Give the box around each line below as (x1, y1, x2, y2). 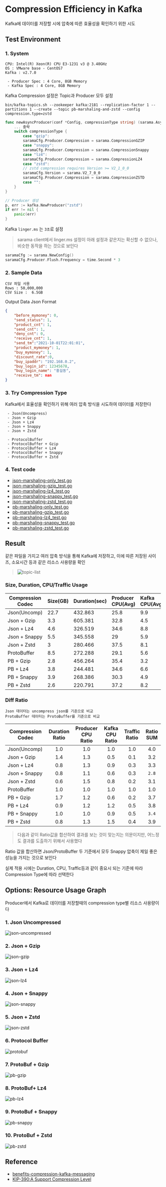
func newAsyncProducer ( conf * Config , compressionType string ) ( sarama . (5, 120, 156, 125)
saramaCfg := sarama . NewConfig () (5, 253, 74, 258)
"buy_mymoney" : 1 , (14, 350, 52, 355)
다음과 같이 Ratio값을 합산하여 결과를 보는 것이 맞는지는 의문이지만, (17, 832, 147, 838)
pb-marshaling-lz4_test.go (12, 514, 67, 520)
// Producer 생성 (5, 198, 39, 203)
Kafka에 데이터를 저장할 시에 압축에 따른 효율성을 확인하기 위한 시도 (5, 20, 136, 26)
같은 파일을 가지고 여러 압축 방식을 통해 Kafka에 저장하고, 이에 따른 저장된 (5, 553, 147, 559)
